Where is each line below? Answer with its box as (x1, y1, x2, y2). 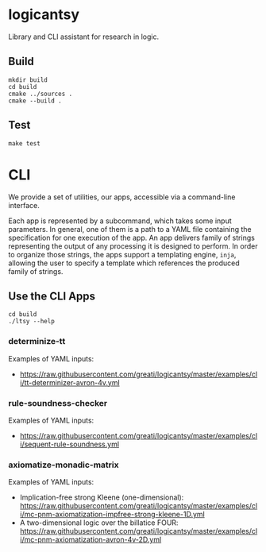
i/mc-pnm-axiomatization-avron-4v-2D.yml (19, 535, 162, 545)
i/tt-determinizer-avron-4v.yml (19, 377, 121, 387)
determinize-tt (8, 336, 66, 347)
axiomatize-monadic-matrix (8, 459, 119, 470)
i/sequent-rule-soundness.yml (19, 439, 120, 449)
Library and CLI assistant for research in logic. (8, 32, 160, 41)
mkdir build (8, 75, 48, 84)
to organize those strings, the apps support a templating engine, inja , (8, 249, 237, 259)
